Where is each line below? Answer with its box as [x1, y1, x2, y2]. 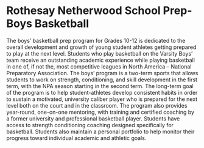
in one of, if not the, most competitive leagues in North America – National [6, 62, 192, 70]
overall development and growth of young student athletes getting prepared [6, 43, 197, 51]
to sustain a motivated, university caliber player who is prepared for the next [6, 95, 198, 103]
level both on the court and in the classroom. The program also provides [6, 102, 188, 109]
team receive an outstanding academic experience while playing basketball [6, 56, 195, 64]
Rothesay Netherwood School [6, 4, 161, 18]
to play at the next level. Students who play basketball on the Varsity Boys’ [6, 50, 193, 57]
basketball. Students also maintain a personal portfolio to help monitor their [6, 128, 195, 135]
